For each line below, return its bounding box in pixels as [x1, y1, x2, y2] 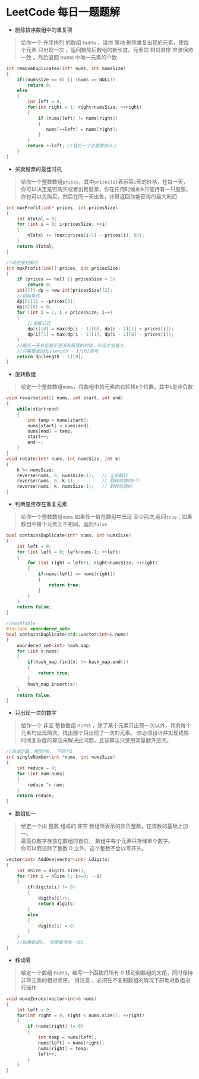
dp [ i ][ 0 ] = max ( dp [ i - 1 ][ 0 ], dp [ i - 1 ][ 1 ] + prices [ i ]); [27, 326, 174, 332]
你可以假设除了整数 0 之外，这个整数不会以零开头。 [20, 845, 147, 852]
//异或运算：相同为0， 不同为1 [6, 749, 73, 755]
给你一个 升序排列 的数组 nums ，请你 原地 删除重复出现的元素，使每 [20, 39, 189, 46]
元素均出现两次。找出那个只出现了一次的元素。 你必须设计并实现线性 [20, 729, 189, 737]
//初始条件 [17, 292, 40, 299]
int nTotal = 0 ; [17, 216, 58, 222]
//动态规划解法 [6, 260, 39, 266]
